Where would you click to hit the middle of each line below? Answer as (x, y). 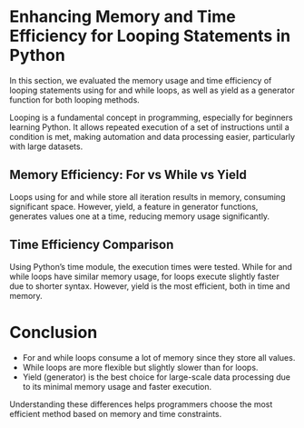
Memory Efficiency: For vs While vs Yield (128, 175)
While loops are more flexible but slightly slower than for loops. (140, 367)
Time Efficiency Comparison (92, 245)
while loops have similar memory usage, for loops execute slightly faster (144, 276)
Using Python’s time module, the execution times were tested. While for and (151, 266)
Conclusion (54, 332)
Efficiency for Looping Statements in (150, 36)
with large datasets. (46, 146)
